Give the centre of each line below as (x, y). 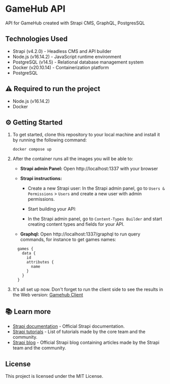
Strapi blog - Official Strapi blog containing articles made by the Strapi (86, 343)
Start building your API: (52, 209)
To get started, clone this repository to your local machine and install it (86, 135)
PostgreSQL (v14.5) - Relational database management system (78, 62)
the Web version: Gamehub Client (48, 295)
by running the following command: (50, 140)
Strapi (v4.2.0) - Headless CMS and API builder (62, 51)
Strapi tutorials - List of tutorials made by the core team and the (79, 332)
